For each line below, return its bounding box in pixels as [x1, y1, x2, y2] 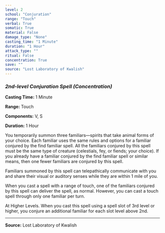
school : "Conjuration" [5, 12, 52, 17]
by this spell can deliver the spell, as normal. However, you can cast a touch [5, 188, 159, 194]
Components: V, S [5, 113, 43, 119]
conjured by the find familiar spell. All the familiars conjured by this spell [5, 143, 151, 149]
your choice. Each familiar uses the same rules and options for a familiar [5, 137, 151, 143]
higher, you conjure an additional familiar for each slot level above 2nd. [5, 208, 148, 214]
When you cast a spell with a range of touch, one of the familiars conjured [5, 183, 155, 189]
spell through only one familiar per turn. [5, 193, 85, 200]
